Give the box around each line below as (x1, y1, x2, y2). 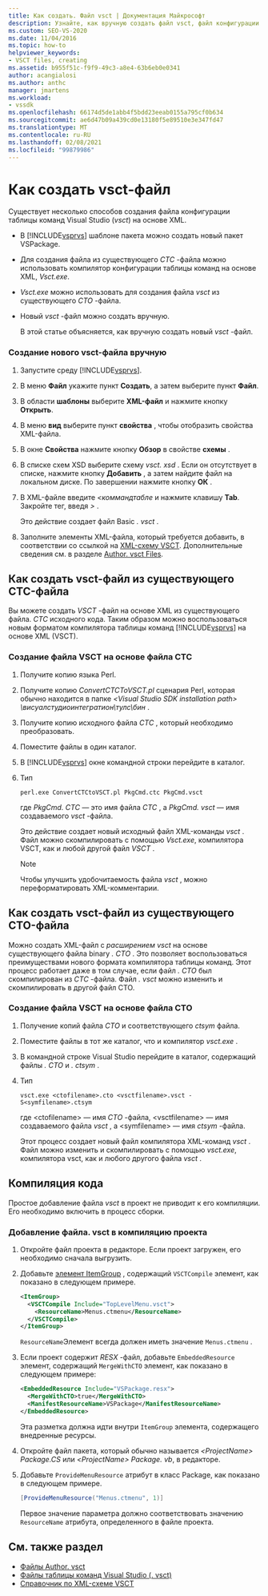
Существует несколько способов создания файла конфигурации (8, 207, 230, 216)
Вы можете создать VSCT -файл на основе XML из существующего (8, 606, 240, 615)
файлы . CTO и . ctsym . (19, 1060, 100, 1070)
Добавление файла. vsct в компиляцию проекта (8, 1227, 208, 1238)
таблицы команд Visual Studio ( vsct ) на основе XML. (8, 216, 186, 225)
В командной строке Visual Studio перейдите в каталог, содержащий (19, 1051, 256, 1062)
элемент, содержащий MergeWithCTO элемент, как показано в (19, 1361, 228, 1371)
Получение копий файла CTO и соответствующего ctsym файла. (19, 1021, 240, 1030)
